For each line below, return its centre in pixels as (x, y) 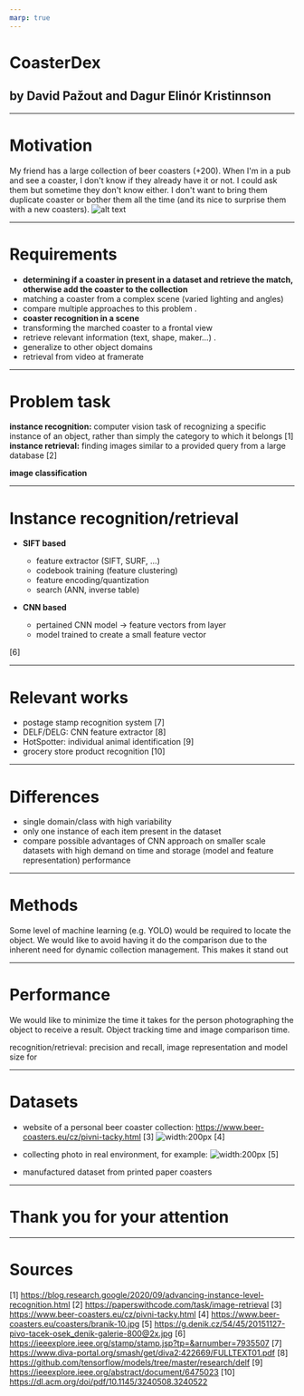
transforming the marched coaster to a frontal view (117, 327)
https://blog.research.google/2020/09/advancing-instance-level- (142, 1294)
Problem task (60, 401)
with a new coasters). (50, 209)
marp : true (30, 18)
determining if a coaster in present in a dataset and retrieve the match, (158, 279)
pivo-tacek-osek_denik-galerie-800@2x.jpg (91, 1333)
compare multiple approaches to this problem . (109, 308)
